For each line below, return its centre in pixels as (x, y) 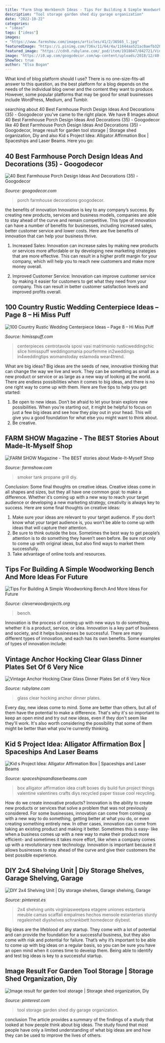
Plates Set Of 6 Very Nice (44, 667)
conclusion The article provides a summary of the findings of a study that (79, 1019)
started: (13, 392)
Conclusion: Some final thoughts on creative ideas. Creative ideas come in (80, 486)
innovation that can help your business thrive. (51, 236)
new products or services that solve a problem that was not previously (76, 808)
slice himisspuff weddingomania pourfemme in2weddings (76, 351)
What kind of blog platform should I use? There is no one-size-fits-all (75, 79)
